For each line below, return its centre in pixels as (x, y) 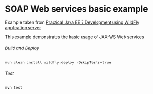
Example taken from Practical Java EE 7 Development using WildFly (72, 22)
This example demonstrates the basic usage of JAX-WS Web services (75, 37)
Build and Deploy (22, 48)
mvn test (14, 88)
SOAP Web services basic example (76, 9)
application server (23, 27)
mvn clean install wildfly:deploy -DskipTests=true (58, 63)
